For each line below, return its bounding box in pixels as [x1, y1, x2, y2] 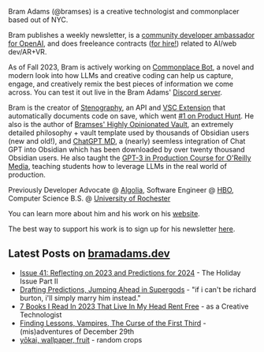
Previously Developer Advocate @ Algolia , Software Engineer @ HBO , [8, 185, 234, 194]
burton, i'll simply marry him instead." [19, 293, 141, 302]
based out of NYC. [8, 15, 69, 24]
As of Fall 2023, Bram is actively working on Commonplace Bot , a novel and [8, 62, 255, 72]
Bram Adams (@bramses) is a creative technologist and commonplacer [8, 7, 240, 16]
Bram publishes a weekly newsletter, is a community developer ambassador [8, 31, 255, 39]
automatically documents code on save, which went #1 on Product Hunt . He [8, 111, 255, 121]
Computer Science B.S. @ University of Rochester [8, 193, 171, 203]
